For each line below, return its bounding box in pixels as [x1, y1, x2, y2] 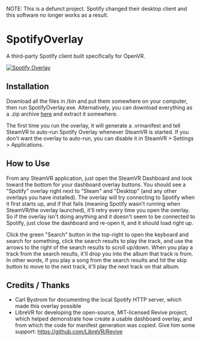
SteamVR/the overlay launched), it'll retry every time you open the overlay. [6, 206, 190, 214]
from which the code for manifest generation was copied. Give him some [14, 322, 196, 329]
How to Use [6, 159, 50, 169]
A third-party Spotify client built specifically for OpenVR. [6, 52, 146, 60]
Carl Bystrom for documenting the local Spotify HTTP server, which [14, 296, 182, 303]
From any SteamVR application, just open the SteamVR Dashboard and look [6, 174, 193, 182]
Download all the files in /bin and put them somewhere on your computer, [6, 97, 188, 105]
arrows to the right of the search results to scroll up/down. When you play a [6, 244, 193, 251]
